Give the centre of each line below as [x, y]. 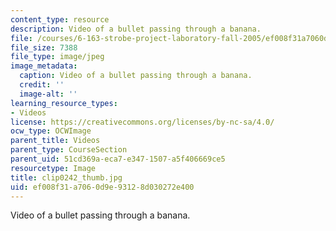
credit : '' [42, 85]
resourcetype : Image [53, 168]
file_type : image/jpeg [57, 57]
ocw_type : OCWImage [51, 131]
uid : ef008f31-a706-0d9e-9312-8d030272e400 [102, 187]
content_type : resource [60, 19]
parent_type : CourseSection [69, 150]
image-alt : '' [48, 94]
